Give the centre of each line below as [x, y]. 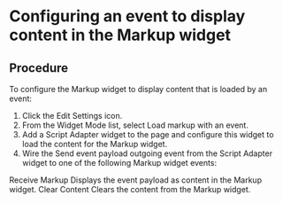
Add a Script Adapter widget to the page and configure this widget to [148, 134]
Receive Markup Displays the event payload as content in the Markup [136, 180]
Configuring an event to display [127, 16]
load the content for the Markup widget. [95, 144]
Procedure [39, 68]
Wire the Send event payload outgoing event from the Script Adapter [147, 153]
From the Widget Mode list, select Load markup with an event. [135, 125]
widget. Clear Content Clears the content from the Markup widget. [130, 189]
